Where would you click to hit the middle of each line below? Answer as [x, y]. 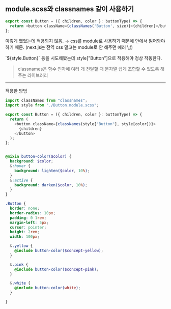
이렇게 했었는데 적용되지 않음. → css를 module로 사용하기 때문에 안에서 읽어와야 [85, 41]
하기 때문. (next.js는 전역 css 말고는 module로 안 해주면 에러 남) [69, 47]
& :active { [21, 180]
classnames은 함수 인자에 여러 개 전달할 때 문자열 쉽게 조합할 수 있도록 [88, 69]
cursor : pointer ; [28, 227]
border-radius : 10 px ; [33, 213]
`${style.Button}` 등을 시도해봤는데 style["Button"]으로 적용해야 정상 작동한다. [84, 58]
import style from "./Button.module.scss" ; [52, 105]
